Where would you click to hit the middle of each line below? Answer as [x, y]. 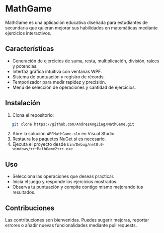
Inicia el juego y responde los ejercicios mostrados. [65, 182]
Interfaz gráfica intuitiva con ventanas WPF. [57, 71]
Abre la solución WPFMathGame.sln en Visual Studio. [64, 134]
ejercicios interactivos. [28, 33]
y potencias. [25, 66]
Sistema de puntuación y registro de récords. [59, 77]
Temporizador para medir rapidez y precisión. [59, 82]
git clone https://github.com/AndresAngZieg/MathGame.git [73, 124]
